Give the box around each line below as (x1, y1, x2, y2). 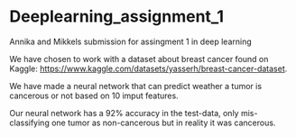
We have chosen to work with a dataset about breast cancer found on (9, 53, 269, 64)
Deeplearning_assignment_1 (9, 6, 224, 27)
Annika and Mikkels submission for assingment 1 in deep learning (9, 36, 253, 47)
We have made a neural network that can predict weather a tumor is (9, 80, 263, 91)
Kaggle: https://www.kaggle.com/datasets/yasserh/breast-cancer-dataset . (9, 63, 288, 74)
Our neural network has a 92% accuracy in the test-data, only (9, 107, 239, 118)
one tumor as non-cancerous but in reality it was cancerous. (51, 117, 276, 128)
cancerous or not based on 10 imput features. (9, 90, 179, 101)
